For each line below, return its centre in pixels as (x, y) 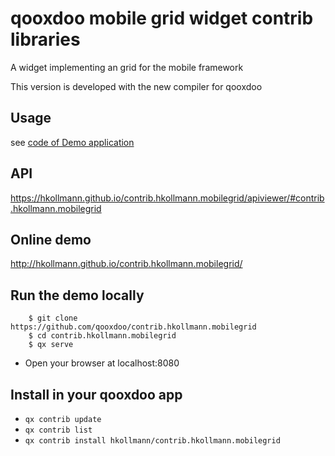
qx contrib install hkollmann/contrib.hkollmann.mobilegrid (152, 441)
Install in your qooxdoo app (96, 394)
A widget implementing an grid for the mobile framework (127, 67)
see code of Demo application (72, 142)
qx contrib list (58, 430)
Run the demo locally (77, 295)
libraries (45, 39)
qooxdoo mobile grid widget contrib (162, 18)
